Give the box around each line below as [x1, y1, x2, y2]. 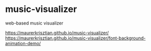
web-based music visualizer [5, 20, 64, 26]
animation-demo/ [5, 40, 41, 46]
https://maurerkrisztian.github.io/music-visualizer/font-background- [5, 35, 146, 41]
